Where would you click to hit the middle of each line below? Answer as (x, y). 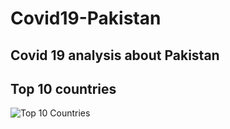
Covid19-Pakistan (86, 18)
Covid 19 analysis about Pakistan (115, 55)
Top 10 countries (63, 88)
